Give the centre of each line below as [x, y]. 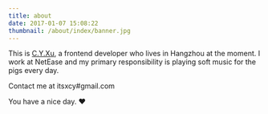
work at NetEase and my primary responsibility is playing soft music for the [132, 62]
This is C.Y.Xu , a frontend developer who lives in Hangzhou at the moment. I [134, 54]
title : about [30, 16]
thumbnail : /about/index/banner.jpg [69, 31]
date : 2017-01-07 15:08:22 [53, 23]
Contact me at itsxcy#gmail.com [61, 86]
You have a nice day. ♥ [47, 102]
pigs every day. [34, 71]
